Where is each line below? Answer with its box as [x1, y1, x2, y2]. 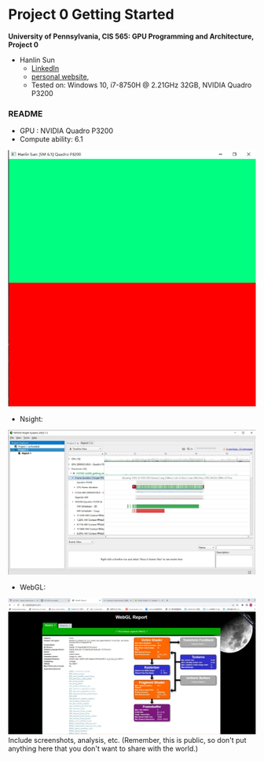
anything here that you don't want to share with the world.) [8, 744, 199, 753]
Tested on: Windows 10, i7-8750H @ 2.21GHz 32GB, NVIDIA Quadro [31, 80, 252, 90]
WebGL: [19, 582, 46, 592]
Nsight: [19, 415, 43, 424]
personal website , [31, 72, 90, 81]
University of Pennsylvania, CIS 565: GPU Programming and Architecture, [8, 31, 254, 41]
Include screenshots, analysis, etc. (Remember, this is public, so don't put [8, 736, 247, 745]
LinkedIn [31, 63, 60, 72]
